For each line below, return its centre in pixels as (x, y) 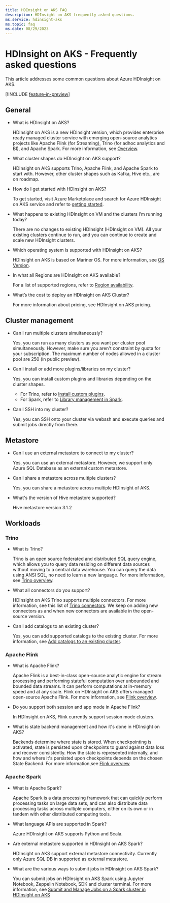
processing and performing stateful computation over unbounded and (86, 681)
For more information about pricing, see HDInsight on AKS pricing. (82, 304)
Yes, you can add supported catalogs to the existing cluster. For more (85, 636)
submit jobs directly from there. (45, 424)
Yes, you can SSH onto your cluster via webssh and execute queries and (89, 419)
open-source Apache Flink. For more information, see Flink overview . (85, 697)
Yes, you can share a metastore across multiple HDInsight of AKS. (81, 488)
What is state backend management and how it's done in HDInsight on (86, 727)
